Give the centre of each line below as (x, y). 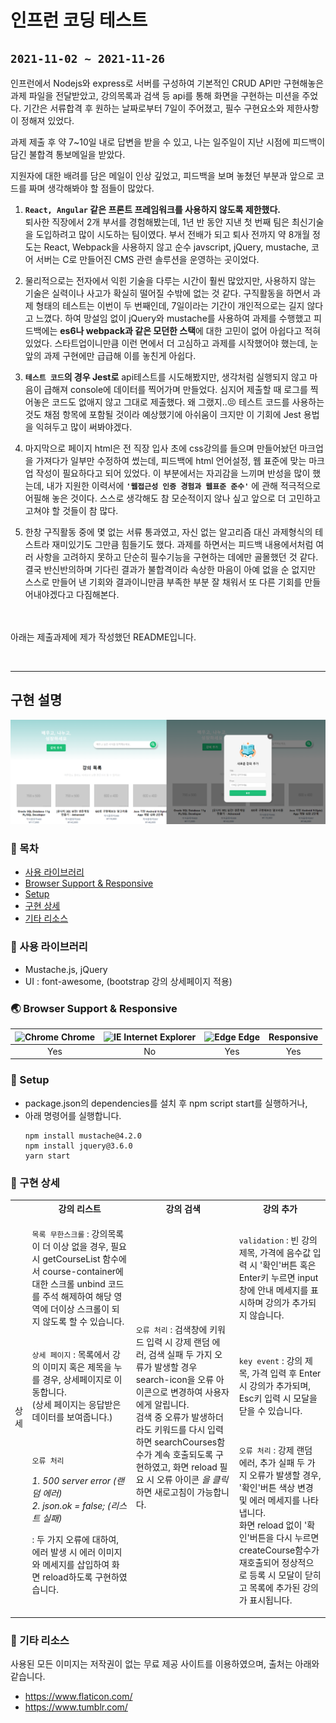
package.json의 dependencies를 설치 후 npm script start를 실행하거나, (166, 1103)
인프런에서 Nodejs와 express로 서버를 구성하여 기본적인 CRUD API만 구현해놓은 (167, 83)
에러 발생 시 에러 (64, 1552)
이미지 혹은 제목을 (77, 1367)
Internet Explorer (160, 1037)
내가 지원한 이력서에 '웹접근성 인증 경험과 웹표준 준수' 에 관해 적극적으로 (184, 485)
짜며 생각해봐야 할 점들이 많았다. (91, 188)
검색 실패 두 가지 (180, 1354)
